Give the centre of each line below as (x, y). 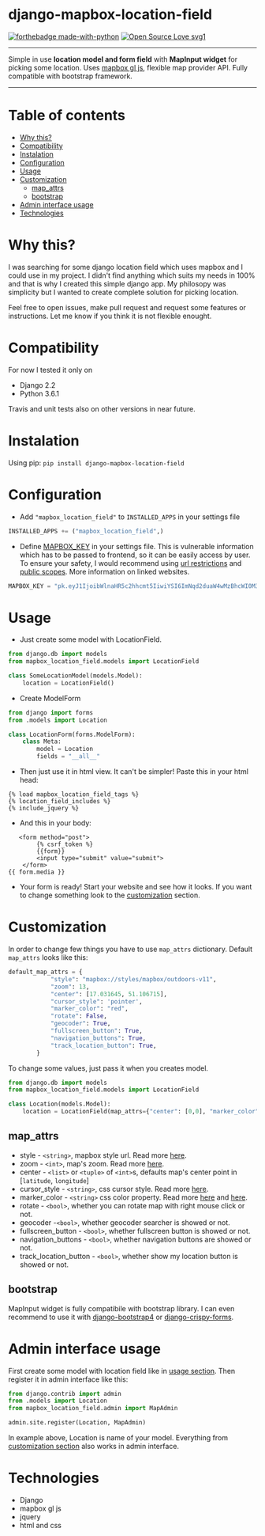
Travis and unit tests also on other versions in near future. (102, 408)
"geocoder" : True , (80, 1024)
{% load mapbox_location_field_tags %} (74, 795)
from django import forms (50, 713)
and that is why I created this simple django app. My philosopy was (117, 283)
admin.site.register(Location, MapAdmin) (77, 1423)
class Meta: (42, 741)
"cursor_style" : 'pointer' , (97, 1001)
